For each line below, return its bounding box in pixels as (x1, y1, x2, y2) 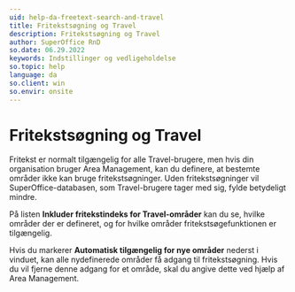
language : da (9, 71, 58, 80)
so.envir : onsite (9, 87, 74, 96)
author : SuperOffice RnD (9, 37, 101, 47)
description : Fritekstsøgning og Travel (9, 29, 161, 38)
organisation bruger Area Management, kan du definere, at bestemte (9, 164, 260, 174)
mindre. (9, 192, 37, 203)
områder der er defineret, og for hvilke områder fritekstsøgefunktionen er (9, 219, 277, 229)
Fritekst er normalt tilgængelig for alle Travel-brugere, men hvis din (9, 154, 254, 165)
